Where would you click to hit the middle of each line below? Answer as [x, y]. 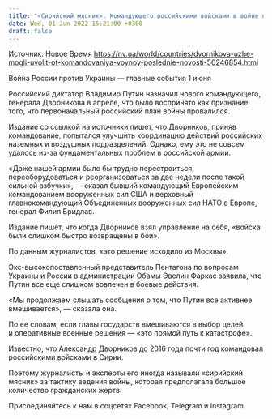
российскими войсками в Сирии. [66, 357]
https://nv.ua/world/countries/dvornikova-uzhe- [174, 54]
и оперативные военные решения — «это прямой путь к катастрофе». [130, 333]
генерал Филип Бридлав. [51, 212]
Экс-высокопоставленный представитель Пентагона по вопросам [123, 267]
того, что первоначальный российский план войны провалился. [119, 111]
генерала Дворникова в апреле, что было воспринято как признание [128, 103]
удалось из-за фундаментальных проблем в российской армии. [120, 153]
